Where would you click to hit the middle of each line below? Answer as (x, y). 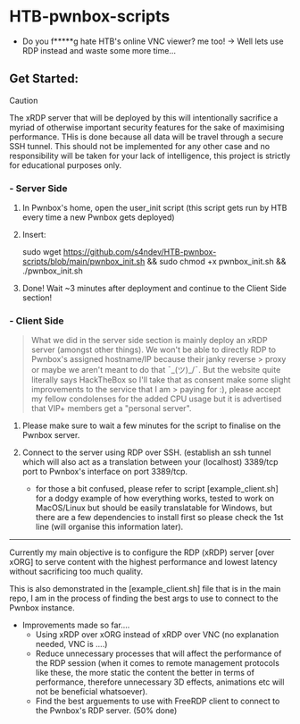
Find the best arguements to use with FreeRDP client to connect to (158, 701)
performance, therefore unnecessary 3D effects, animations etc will (160, 682)
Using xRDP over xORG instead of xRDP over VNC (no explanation (157, 635)
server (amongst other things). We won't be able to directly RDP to (154, 349)
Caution (24, 100)
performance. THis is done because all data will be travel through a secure (146, 137)
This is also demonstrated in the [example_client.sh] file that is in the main (145, 589)
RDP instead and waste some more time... (99, 50)
